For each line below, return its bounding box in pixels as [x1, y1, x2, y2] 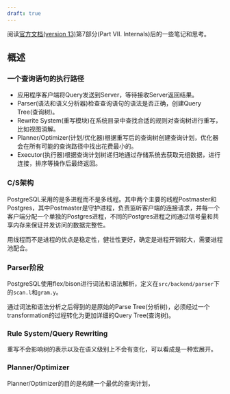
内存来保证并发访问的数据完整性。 [12, 221, 110, 229]
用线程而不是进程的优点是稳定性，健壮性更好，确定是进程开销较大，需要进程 [7, 235, 223, 243]
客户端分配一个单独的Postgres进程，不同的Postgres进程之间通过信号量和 [7, 212, 214, 220]
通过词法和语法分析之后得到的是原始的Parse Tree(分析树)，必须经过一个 [7, 302, 210, 310]
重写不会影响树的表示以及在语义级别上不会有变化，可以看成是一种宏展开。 [7, 345, 217, 354]
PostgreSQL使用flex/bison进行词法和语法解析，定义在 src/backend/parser [7, 279, 214, 288]
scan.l [13, 289, 32, 296]
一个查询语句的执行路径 [7, 73, 84, 83]
